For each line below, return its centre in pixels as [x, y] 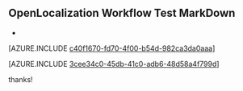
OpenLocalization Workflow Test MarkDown [122, 13]
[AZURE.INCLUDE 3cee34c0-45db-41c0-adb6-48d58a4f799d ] [114, 64]
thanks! [21, 79]
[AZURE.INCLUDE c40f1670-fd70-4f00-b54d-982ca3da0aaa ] [112, 48]
